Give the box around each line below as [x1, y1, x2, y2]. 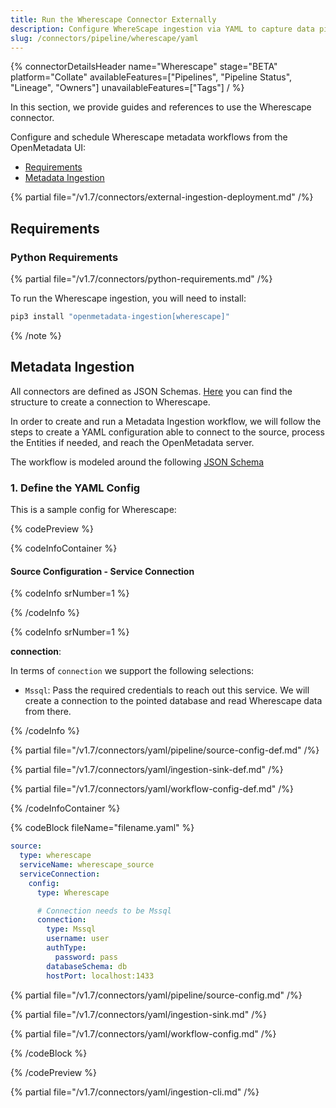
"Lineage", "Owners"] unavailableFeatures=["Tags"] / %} [10, 82, 245, 94]
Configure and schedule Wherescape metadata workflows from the [10, 131, 288, 143]
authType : [46, 943, 87, 953]
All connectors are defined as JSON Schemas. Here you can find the [10, 385, 293, 397]
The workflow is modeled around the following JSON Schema [10, 456, 265, 468]
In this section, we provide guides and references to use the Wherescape [10, 101, 312, 113]
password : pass [54, 952, 118, 962]
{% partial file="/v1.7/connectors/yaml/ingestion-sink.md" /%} [10, 1008, 267, 1020]
